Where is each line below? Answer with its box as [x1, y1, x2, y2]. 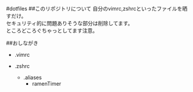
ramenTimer [32, 80, 61, 87]
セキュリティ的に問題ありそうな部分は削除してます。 [6, 20, 133, 26]
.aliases [23, 74, 42, 81]
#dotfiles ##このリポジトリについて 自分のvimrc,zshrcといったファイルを [6, 5, 182, 12]
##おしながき [6, 40, 39, 46]
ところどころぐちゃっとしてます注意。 [6, 27, 98, 34]
